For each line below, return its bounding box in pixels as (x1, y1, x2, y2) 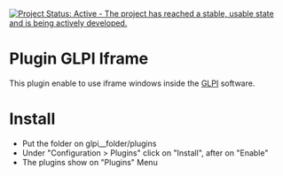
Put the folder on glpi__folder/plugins (21, 138, 157, 149)
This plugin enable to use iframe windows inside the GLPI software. (9, 78, 255, 88)
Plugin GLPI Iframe (9, 49, 149, 69)
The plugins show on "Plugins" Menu (21, 157, 158, 167)
